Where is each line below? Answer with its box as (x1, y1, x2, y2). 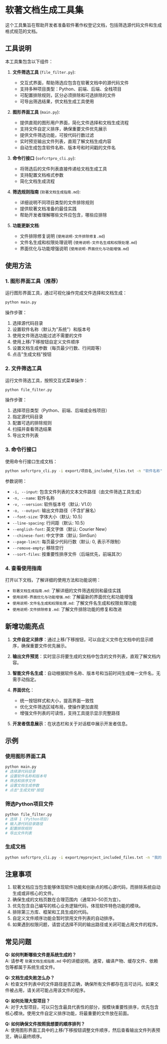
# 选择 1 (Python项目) (5, 817, 49, 822)
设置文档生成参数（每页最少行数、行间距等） (12, 345, 104, 351)
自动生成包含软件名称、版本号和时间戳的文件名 (19, 144, 116, 150)
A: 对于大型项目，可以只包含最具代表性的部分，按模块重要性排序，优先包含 (5, 1004, 159, 1010)
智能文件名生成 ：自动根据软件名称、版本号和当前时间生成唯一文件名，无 (12, 670, 161, 676)
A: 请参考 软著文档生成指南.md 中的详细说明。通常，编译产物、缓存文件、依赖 (5, 958, 159, 964)
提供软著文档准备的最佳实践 (19, 206, 77, 211)
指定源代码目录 (12, 414, 43, 419)
